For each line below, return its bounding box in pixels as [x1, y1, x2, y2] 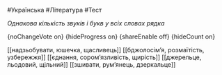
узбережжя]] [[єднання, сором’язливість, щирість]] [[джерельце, [7, 53, 202, 61]
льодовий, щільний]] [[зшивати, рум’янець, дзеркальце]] [7, 61, 176, 68]
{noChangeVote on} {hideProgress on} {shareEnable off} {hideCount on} [7, 32, 216, 41]
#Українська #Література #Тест [7, 6, 102, 14]
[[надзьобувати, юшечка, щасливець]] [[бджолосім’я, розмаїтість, [7, 46, 205, 54]
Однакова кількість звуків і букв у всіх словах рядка [7, 19, 165, 27]
